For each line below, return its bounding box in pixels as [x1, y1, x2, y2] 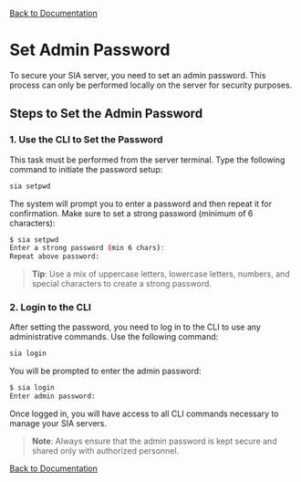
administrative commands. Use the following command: [9, 331, 219, 342]
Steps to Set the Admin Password [9, 106, 203, 121]
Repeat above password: [9, 252, 100, 261]
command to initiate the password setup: [9, 163, 163, 174]
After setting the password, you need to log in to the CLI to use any [9, 321, 262, 332]
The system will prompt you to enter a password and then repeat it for [9, 198, 272, 209]
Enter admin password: [9, 392, 96, 401]
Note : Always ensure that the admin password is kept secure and [31, 435, 277, 446]
